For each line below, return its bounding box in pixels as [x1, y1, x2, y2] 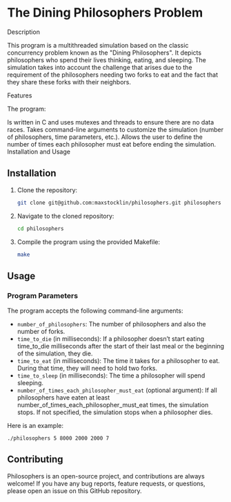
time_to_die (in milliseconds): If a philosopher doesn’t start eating [17, 335, 205, 343]
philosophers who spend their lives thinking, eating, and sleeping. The [7, 55, 207, 64]
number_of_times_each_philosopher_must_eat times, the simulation [17, 401, 209, 409]
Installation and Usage [7, 147, 71, 156]
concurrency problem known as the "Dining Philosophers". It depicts [7, 48, 202, 57]
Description [7, 28, 40, 36]
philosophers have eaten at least [17, 393, 110, 402]
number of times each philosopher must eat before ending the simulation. [7, 140, 216, 148]
